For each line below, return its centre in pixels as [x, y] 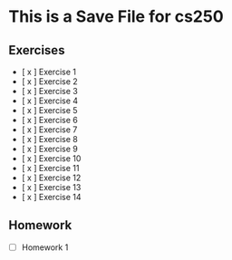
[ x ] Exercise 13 [51, 187]
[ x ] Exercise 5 [49, 110]
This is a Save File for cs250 [116, 17]
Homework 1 [45, 247]
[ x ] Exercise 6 [49, 120]
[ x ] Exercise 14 [52, 197]
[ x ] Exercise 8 [49, 139]
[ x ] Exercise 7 [49, 130]
